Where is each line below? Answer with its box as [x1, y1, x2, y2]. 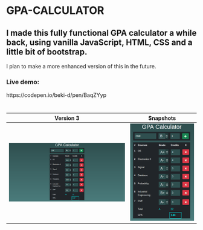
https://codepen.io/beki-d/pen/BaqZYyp [6, 91, 107, 99]
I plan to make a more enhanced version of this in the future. [6, 63, 156, 70]
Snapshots [148, 114, 176, 122]
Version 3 [54, 114, 80, 122]
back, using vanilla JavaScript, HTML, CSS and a [6, 37, 193, 47]
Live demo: [6, 77, 40, 86]
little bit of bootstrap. [6, 47, 88, 57]
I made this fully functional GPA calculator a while [6, 28, 197, 38]
